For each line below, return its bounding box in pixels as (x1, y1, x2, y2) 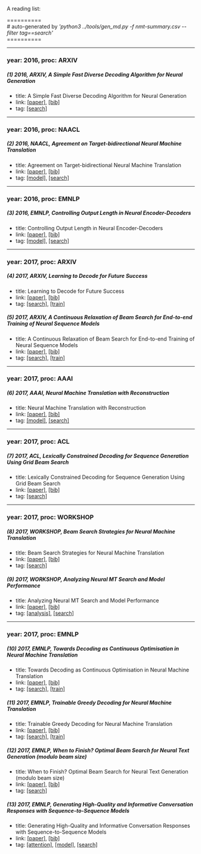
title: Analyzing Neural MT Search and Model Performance (15, 597, 159, 604)
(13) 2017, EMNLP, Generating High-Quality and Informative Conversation (7, 800, 193, 807)
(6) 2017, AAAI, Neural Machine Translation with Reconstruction (7, 389, 169, 397)
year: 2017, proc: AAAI (7, 375, 73, 383)
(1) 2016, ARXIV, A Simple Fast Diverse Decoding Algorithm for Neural (7, 71, 183, 78)
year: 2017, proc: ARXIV (7, 258, 77, 266)
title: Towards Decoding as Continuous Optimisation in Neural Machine (15, 666, 190, 673)
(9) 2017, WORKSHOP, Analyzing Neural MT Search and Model (7, 575, 165, 583)
